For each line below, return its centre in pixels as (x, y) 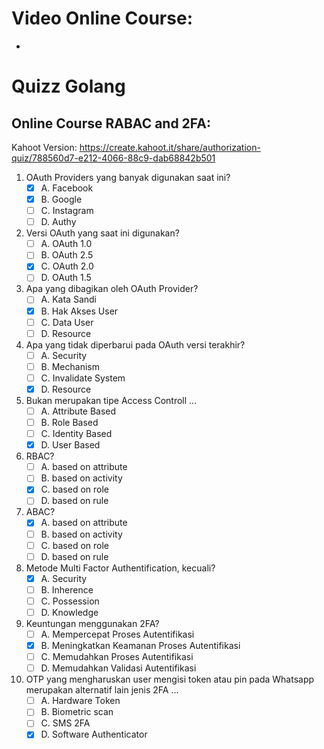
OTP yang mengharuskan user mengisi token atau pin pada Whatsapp (170, 679)
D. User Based (70, 445)
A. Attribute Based (78, 411)
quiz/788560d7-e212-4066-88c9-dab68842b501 (113, 158)
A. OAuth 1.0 (66, 244)
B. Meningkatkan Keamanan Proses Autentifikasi (140, 645)
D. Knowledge (69, 612)
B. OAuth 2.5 (67, 255)
